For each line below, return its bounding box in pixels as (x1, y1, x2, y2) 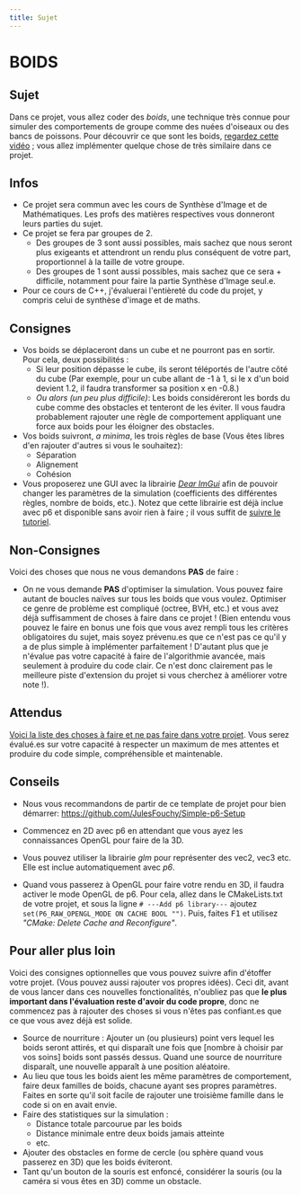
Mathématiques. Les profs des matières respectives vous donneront (22, 208, 276, 220)
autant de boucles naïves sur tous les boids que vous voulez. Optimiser (22, 594, 287, 605)
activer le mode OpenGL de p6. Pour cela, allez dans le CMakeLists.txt (22, 889, 283, 899)
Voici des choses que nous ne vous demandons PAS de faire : (9, 567, 239, 578)
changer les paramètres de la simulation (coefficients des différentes (22, 488, 278, 499)
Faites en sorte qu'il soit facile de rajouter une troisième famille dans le (22, 1089, 285, 1101)
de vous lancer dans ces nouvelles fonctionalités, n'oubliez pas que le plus (9, 986, 288, 997)
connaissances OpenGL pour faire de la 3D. (22, 835, 184, 845)
